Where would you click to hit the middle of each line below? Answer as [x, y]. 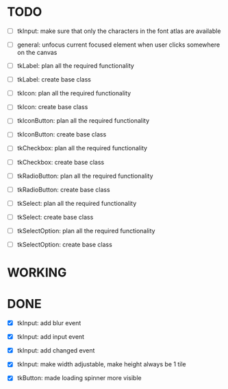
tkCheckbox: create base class [61, 162]
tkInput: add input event [50, 337]
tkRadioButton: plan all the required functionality [85, 176]
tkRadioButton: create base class [64, 189]
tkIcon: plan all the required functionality [74, 93]
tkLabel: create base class [54, 80]
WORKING [37, 273]
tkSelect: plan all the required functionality [77, 203]
